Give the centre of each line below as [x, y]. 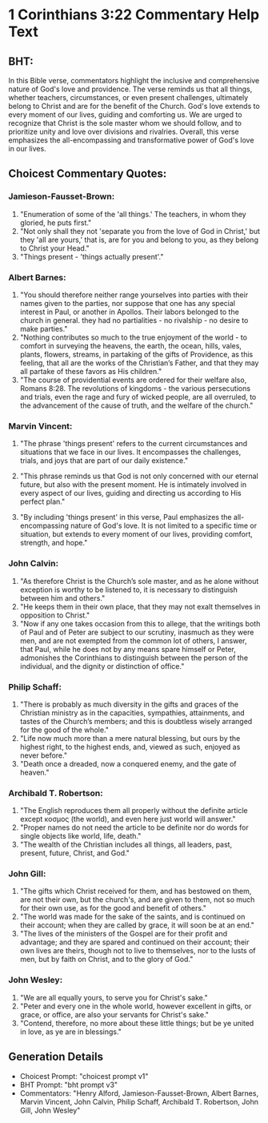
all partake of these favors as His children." [91, 371]
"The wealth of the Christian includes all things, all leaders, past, [126, 845]
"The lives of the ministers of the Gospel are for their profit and [124, 934]
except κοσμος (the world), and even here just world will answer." [128, 819]
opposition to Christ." [55, 615]
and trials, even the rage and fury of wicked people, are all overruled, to [138, 396]
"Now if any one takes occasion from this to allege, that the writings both [140, 623]
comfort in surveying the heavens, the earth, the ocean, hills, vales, [131, 345]
